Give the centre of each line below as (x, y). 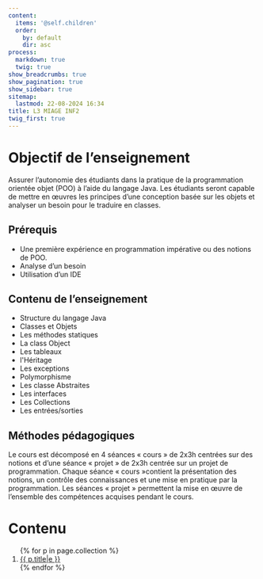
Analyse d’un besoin (53, 265)
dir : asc (37, 45)
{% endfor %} (42, 568)
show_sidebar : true (40, 89)
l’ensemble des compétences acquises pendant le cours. (101, 497)
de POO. (33, 257)
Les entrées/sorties (51, 411)
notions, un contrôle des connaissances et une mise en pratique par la (123, 480)
